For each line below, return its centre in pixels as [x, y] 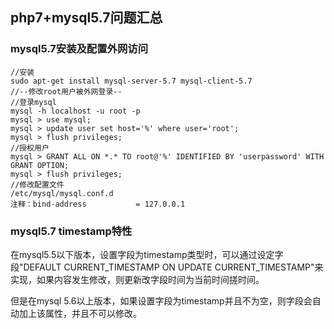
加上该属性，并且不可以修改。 [80, 313]
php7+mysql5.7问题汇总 [86, 18]
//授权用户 [30, 148]
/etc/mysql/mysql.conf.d [62, 193]
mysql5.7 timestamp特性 [71, 231]
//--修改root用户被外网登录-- [66, 91]
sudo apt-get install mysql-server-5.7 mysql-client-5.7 [131, 81]
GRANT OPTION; [40, 165]
